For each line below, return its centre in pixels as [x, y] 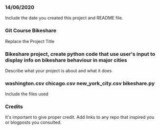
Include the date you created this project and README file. [64, 18]
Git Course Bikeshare [31, 31]
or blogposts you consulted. [34, 122]
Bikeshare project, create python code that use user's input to [80, 54]
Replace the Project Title [30, 41]
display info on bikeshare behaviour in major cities [66, 60]
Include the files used [27, 94]
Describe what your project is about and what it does [58, 70]
